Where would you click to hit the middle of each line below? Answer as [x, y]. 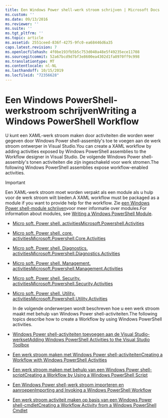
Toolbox [21, 345]
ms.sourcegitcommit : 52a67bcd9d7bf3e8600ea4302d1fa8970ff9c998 [72, 57]
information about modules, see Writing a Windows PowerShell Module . [79, 214]
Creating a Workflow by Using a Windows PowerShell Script [86, 375]
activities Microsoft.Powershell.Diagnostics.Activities [66, 253]
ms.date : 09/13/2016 [27, 19]
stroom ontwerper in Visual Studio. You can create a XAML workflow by [78, 146]
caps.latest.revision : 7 [31, 47]
